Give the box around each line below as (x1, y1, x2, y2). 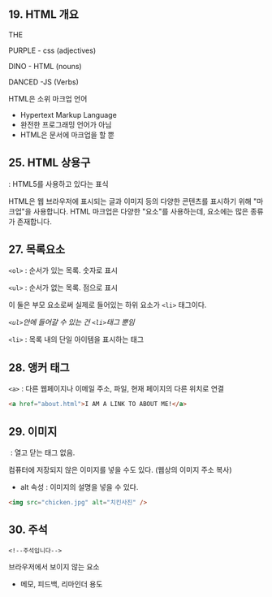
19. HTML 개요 (8, 7, 80, 22)
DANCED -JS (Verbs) (8, 76, 80, 87)
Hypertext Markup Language (19, 110, 118, 119)
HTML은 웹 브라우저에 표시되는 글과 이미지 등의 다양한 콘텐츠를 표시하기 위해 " (8, 196, 257, 205)
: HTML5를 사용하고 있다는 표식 (8, 179, 109, 188)
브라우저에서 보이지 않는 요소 (8, 561, 100, 571)
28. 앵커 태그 (8, 361, 71, 374)
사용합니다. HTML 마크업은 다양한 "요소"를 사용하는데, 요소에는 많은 (33, 206, 249, 216)
